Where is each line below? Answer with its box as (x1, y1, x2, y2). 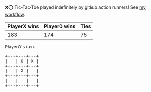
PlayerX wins (7, 23, 39, 30)
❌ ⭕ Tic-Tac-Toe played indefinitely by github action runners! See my (5, 4, 146, 10)
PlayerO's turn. (5, 44, 35, 49)
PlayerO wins (44, 23, 76, 30)
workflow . (5, 12, 25, 17)
